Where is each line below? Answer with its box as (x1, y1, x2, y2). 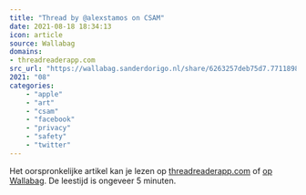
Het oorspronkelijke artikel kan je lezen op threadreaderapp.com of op (9, 165, 273, 176)
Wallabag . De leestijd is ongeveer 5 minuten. (9, 175, 177, 186)
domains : (9, 47, 43, 56)
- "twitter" (25, 140, 71, 149)
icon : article (9, 30, 64, 39)
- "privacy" (25, 124, 71, 133)
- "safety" (25, 132, 67, 141)
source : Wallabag (9, 38, 76, 48)
